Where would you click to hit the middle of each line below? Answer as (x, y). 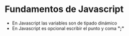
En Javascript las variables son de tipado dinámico (64, 23)
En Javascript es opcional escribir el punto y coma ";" (68, 28)
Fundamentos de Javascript (64, 9)
